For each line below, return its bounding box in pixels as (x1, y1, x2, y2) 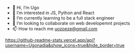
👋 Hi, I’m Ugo (12, 5, 40, 10)
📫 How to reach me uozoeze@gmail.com (12, 26, 98, 31)
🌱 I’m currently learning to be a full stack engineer (12, 15, 115, 21)
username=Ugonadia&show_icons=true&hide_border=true (5, 42, 125, 48)
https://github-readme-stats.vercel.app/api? (5, 37, 95, 43)
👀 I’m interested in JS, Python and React (12, 10, 95, 16)
